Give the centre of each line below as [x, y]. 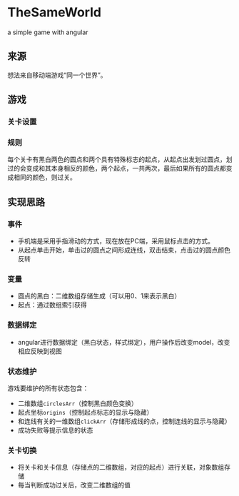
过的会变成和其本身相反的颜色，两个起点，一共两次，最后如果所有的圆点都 [117, 168]
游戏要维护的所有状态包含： [48, 388]
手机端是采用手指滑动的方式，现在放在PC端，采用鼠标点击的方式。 [116, 241]
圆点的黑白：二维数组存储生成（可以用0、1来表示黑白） [99, 296]
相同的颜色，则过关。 [45, 177]
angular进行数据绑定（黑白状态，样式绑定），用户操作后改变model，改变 [124, 342]
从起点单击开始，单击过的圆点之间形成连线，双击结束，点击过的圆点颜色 [124, 250]
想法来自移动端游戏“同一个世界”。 [57, 75]
